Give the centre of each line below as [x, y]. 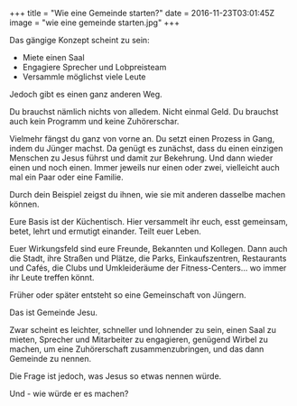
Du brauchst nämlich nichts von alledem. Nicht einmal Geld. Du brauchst [144, 111]
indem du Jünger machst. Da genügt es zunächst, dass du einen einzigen [146, 148]
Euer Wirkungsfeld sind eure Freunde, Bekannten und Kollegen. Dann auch [148, 249]
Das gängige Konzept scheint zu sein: [80, 40]
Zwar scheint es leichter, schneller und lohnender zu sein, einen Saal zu [143, 330]
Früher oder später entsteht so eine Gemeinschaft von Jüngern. [128, 295]
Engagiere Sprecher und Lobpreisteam [94, 67]
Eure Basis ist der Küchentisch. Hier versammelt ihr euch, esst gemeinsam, [149, 221]
